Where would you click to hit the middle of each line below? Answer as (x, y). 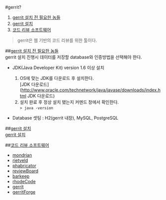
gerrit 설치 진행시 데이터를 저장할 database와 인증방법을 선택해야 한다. (74, 57)
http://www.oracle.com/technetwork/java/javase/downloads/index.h (91, 90)
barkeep (21, 176)
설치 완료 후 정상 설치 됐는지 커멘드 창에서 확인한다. (69, 102)
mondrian (22, 155)
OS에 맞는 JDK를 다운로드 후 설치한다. (57, 78)
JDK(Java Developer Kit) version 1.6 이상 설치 (58, 67)
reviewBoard (25, 171)
